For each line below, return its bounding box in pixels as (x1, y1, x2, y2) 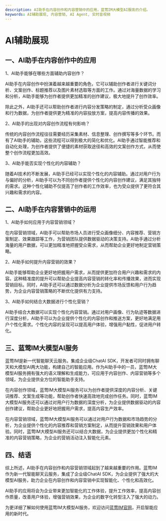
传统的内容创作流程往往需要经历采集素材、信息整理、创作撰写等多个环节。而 (5, 131, 161, 137)
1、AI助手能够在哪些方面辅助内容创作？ (5, 70, 85, 76)
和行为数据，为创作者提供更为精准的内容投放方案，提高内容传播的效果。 (5, 110, 152, 116)
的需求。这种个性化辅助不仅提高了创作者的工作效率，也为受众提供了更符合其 (5, 183, 161, 189)
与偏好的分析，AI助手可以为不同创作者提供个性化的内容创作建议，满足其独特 (5, 177, 161, 183)
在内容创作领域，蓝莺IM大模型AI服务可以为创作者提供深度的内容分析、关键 (5, 387, 157, 393)
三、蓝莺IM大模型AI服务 (5, 343, 79, 352)
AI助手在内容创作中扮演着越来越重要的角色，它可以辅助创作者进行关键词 (5, 80, 152, 87)
